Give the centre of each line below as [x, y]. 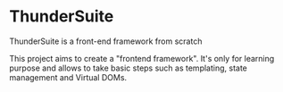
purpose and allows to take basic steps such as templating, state [129, 68]
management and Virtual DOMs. [68, 77]
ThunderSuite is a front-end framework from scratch [106, 41]
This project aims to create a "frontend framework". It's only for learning [142, 58]
